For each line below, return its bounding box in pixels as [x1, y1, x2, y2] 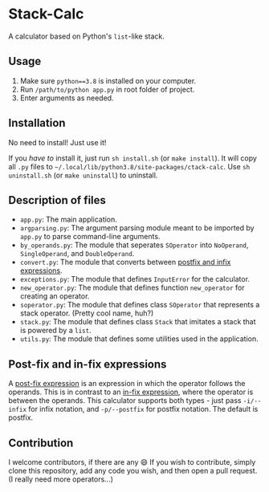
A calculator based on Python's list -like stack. [8, 31, 165, 41]
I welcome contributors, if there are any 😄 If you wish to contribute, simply [8, 457, 256, 466]
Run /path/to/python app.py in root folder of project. [19, 84, 195, 94]
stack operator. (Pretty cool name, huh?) [19, 308, 154, 318]
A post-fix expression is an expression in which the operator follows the [8, 379, 246, 388]
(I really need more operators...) [8, 474, 114, 484]
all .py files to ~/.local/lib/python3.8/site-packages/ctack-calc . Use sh [8, 161, 251, 171]
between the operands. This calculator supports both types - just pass [8, 396, 242, 405]
